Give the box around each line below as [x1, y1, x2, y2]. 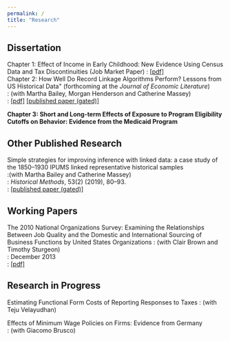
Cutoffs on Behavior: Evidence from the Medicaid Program [7, 118, 178, 126]
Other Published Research [7, 137, 123, 149]
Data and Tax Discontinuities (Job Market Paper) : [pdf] [7, 68, 164, 76]
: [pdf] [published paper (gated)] [7, 97, 100, 105]
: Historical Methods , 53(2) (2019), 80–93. [7, 178, 126, 186]
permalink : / [7, 10, 45, 17]
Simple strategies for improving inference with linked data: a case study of [7, 156, 218, 164]
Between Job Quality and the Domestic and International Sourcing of [7, 230, 202, 238]
